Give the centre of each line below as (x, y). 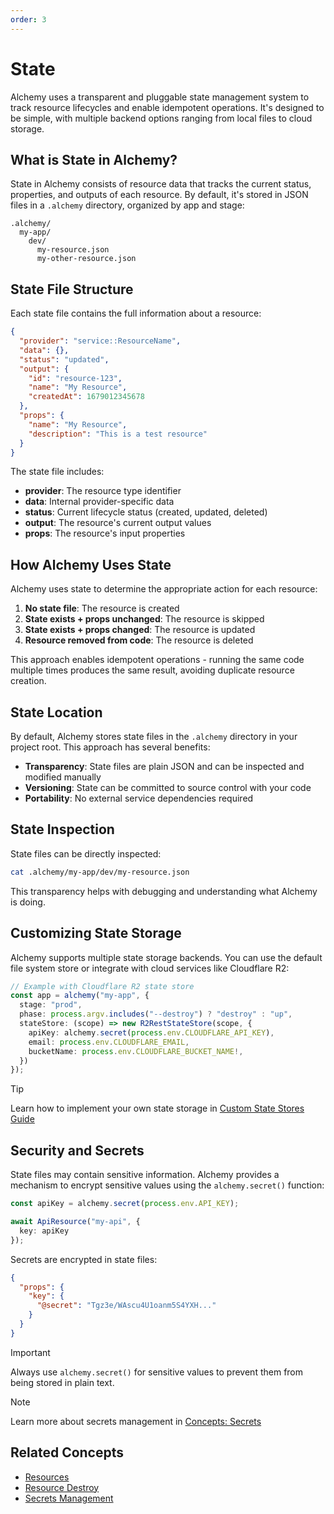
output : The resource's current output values (118, 523)
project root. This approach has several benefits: (110, 747)
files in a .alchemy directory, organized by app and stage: (127, 205)
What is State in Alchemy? (94, 159)
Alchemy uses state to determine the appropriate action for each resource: (164, 589)
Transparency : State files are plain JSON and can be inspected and (164, 767)
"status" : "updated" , (64, 359)
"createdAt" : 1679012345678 (86, 397)
